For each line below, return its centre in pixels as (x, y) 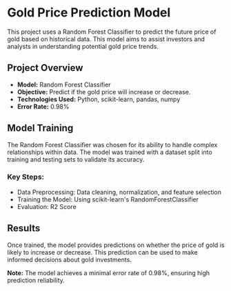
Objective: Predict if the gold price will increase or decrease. (104, 91)
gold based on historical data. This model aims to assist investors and (106, 39)
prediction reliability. (36, 280)
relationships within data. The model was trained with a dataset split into (110, 152)
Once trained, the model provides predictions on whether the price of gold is (116, 245)
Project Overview (45, 68)
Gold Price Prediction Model (89, 13)
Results (24, 228)
